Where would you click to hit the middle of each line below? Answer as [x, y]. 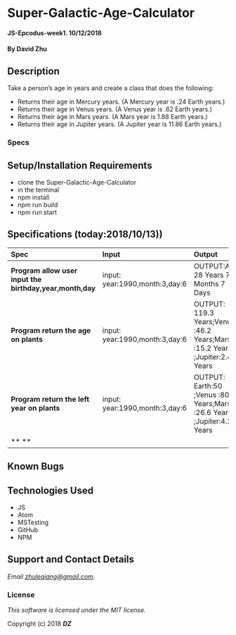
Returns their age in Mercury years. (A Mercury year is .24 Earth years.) [121, 102]
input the [26, 279]
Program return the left [50, 399]
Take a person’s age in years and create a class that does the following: [111, 88]
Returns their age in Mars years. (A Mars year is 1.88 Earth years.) [113, 117]
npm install [33, 197]
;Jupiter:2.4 [213, 357]
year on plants [35, 408]
